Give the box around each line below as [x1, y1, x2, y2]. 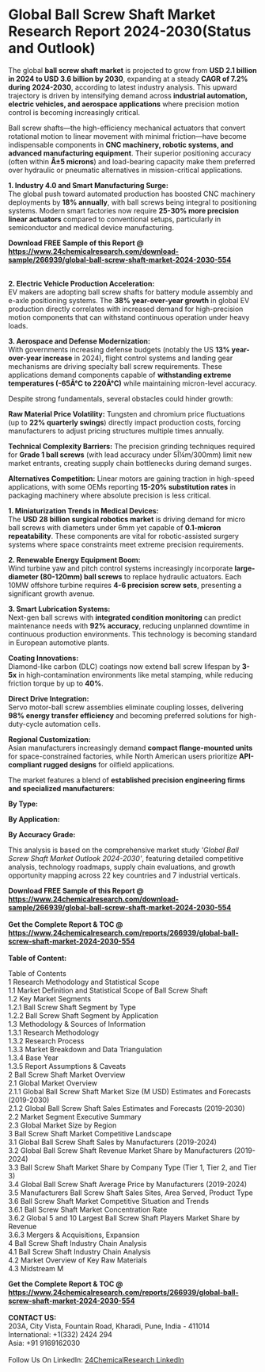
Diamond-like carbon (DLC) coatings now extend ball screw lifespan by [8, 661, 240, 671]
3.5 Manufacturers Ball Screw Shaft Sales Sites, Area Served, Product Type [8, 1188, 253, 1197]
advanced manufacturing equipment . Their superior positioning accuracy [8, 148, 252, 158]
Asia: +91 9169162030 [8, 1338, 81, 1347]
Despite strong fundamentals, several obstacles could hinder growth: [8, 394, 233, 403]
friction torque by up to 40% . [8, 678, 104, 688]
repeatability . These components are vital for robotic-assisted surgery [8, 531, 240, 540]
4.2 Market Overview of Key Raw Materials [8, 1255, 148, 1265]
